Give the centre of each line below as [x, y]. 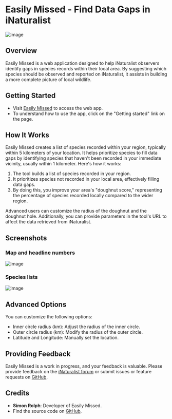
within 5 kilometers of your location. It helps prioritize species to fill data [81, 153]
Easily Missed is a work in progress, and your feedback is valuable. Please [84, 366]
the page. [23, 119]
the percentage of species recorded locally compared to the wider [83, 196]
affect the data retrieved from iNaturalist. [48, 222]
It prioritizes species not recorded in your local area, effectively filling [86, 179]
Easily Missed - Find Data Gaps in [78, 9]
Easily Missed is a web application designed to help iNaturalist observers [82, 63]
